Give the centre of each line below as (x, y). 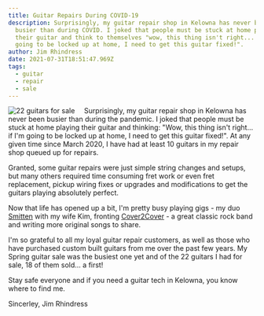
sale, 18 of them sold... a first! (56, 265)
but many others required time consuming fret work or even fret (111, 176)
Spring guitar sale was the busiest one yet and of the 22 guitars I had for (125, 257)
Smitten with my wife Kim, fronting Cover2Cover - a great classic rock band (130, 216)
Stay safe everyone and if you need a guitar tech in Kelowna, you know (123, 281)
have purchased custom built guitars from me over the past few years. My (128, 248)
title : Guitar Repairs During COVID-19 (73, 15)
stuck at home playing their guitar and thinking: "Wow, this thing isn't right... (131, 127)
